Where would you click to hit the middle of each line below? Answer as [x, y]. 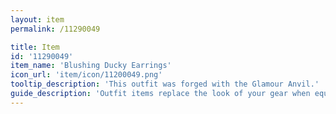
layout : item [37, 19]
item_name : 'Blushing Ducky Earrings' [91, 66]
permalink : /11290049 [55, 29]
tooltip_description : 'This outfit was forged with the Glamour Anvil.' [165, 84]
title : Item [35, 47]
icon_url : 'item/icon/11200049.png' [86, 75]
